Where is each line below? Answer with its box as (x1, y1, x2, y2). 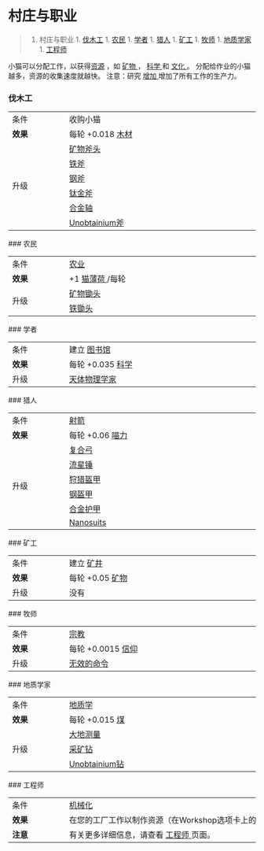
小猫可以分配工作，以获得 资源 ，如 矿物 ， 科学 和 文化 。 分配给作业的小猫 (8, 61, 251, 71)
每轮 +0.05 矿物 (69, 572, 128, 583)
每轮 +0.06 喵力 (69, 430, 128, 441)
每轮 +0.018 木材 (69, 129, 133, 140)
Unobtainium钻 (69, 759, 124, 770)
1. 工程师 (38, 44, 68, 54)
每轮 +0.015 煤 (69, 714, 125, 725)
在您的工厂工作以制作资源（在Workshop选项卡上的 (69, 815, 257, 826)
